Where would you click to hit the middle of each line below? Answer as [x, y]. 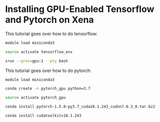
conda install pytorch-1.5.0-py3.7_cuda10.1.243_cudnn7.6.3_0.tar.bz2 [80, 107]
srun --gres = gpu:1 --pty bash [37, 61]
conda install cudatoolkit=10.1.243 [43, 116]
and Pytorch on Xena [49, 20]
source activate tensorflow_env [39, 52]
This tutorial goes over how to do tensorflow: [51, 33]
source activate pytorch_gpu [35, 98]
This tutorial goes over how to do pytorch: [48, 70]
